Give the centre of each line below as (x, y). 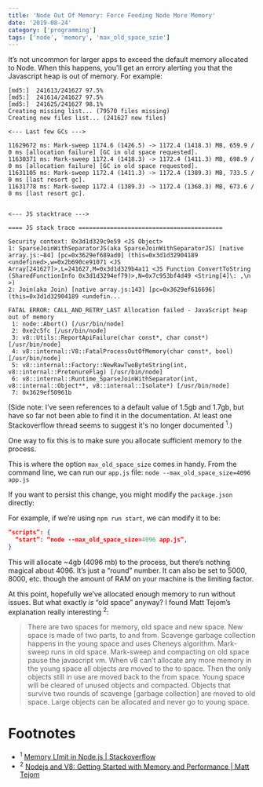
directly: (22, 502)
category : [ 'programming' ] (52, 30)
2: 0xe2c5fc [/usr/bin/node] (59, 331)
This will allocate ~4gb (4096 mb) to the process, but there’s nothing (119, 562)
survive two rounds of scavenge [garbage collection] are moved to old (141, 694)
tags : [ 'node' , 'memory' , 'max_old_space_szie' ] (89, 37)
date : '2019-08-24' (40, 23)
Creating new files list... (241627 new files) (88, 118)
